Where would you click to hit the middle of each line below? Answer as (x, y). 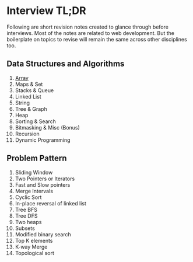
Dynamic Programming (43, 140)
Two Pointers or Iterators (45, 179)
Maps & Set (29, 84)
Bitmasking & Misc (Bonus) (48, 127)
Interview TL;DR (46, 11)
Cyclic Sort (28, 197)
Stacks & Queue (34, 90)
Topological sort (35, 253)
